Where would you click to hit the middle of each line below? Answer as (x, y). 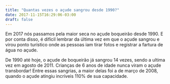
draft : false (19, 19)
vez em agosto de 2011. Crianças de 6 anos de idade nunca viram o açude (83, 65)
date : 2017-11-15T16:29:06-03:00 (41, 15)
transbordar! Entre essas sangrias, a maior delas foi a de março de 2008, (82, 71)
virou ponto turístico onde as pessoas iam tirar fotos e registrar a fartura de (84, 45)
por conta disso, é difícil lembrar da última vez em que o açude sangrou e (82, 39)
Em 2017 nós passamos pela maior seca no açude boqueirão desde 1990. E (84, 34)
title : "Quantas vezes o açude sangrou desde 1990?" (62, 10)
